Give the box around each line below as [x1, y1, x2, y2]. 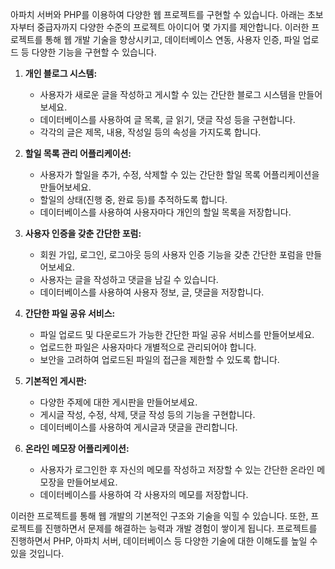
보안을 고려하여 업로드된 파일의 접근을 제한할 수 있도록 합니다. [39, 354, 280, 365]
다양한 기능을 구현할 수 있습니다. [31, 46, 157, 58]
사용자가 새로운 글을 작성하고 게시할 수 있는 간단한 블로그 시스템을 [39, 89, 297, 100]
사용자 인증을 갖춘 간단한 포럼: [24, 228, 142, 239]
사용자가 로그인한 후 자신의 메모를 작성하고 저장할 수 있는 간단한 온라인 [39, 464, 315, 475]
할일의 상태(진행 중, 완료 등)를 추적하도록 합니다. [39, 194, 228, 205]
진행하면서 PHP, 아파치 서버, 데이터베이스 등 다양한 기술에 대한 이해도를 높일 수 [10, 535, 318, 547]
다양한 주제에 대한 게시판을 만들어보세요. [39, 396, 198, 408]
